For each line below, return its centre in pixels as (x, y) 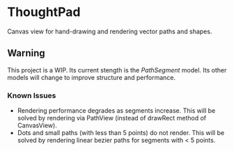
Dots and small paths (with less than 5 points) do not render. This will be (121, 133)
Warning (26, 53)
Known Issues (32, 95)
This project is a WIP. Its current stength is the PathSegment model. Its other (117, 70)
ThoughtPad (44, 12)
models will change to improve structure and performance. (92, 77)
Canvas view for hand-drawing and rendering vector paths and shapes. (110, 31)
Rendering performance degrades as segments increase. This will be (116, 111)
